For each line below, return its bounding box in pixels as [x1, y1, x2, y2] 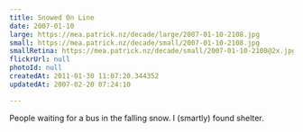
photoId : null [9, 64, 63, 73]
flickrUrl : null [9, 55, 70, 64]
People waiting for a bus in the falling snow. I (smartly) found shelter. [9, 112, 264, 123]
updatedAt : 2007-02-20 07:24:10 [9, 80, 131, 89]
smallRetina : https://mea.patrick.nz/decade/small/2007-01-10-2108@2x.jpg [9, 47, 297, 56]
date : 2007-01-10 [9, 22, 75, 31]
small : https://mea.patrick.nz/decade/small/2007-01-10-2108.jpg [9, 38, 260, 48]
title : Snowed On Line [9, 13, 95, 22]
